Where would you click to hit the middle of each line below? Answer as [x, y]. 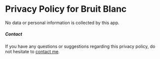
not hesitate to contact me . [33, 51]
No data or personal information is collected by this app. [62, 23]
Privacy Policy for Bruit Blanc [66, 9]
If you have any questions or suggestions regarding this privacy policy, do [80, 46]
